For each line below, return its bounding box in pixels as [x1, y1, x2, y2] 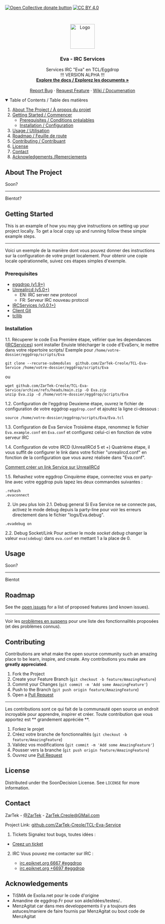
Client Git [12, 308, 31, 314]
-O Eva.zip [84, 388, 107, 392]
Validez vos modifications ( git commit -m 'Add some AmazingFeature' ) [12, 742, 155, 747]
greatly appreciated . [5, 661, 48, 667]
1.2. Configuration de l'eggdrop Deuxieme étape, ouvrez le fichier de [5, 400, 144, 406]
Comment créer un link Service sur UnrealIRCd [5, 464, 100, 470]
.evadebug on [5, 521, 32, 526]
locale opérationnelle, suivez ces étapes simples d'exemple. [5, 258, 127, 264]
